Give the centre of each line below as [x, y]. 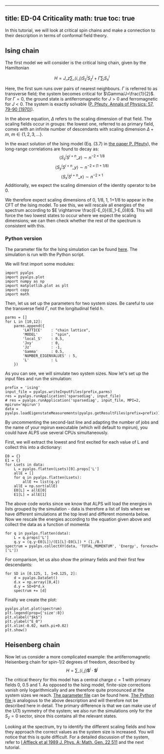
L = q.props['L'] [31, 537]
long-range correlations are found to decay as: [52, 149]
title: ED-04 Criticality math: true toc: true [70, 18]
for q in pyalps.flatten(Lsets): [48, 477]
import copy [17, 290]
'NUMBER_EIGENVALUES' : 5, [50, 356]
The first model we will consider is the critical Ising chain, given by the [76, 62]
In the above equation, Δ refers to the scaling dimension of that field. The [79, 119]
